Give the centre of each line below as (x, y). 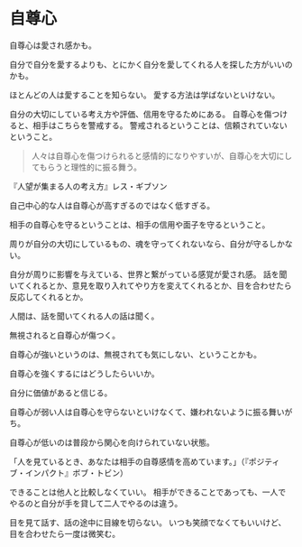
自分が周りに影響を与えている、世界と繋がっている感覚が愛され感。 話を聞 (148, 274)
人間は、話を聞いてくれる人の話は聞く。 (84, 316)
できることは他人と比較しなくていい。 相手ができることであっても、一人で (148, 492)
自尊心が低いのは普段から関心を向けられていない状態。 (112, 442)
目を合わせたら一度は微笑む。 (64, 533)
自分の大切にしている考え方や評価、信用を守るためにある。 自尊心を (137, 114)
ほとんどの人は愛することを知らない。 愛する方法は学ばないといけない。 (145, 95)
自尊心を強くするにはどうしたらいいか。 (84, 373)
